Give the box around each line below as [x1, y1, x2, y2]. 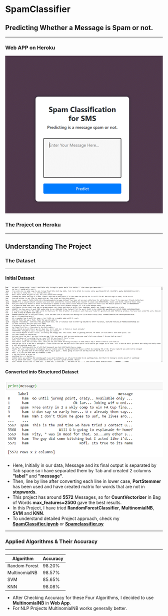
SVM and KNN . [12, 510, 44, 516]
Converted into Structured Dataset [5, 369, 79, 375]
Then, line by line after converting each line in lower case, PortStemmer [12, 478, 161, 484]
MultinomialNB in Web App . [12, 600, 71, 606]
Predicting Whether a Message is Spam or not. [5, 24, 153, 32]
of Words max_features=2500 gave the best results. [12, 499, 122, 505]
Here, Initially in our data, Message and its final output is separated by [12, 462, 156, 468]
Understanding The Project [5, 242, 91, 251]
